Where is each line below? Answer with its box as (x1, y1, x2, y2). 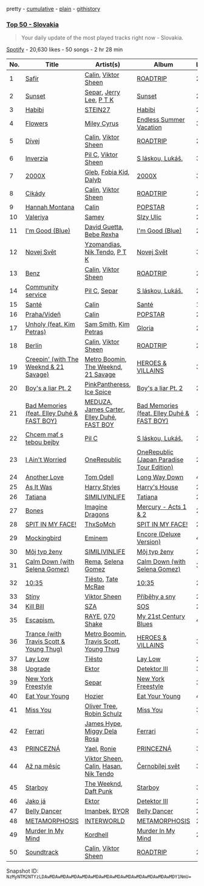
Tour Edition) (136, 463, 174, 472)
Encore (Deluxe (136, 530, 181, 539)
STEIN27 (84, 106, 110, 114)
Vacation (136, 123, 162, 131)
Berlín (25, 341, 42, 350)
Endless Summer (136, 116, 185, 124)
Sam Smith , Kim (84, 320, 130, 329)
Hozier (84, 692, 104, 700)
